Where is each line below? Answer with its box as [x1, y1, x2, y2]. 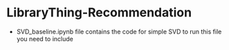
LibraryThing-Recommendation [6, 5, 192, 21]
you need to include [16, 34, 73, 42]
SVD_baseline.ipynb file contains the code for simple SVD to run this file [16, 27, 222, 36]
